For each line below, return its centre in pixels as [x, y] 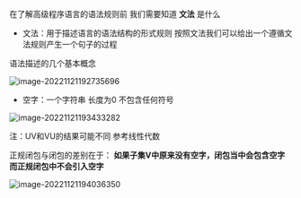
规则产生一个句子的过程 [74, 44]
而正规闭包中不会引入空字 [57, 166]
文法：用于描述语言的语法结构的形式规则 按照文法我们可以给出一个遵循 [153, 33]
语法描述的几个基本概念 [53, 63]
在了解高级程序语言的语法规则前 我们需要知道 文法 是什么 [115, 14]
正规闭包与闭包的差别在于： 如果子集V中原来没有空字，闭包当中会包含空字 [147, 155]
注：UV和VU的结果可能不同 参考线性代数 [85, 136]
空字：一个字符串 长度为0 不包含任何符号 [98, 99]
